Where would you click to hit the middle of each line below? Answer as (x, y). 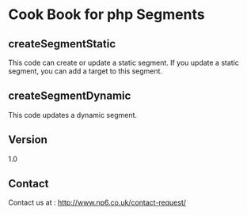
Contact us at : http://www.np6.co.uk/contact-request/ (97, 202)
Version (28, 140)
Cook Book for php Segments (106, 15)
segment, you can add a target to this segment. (85, 71)
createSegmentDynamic (70, 96)
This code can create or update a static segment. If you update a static (124, 62)
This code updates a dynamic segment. (72, 115)
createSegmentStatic (62, 44)
